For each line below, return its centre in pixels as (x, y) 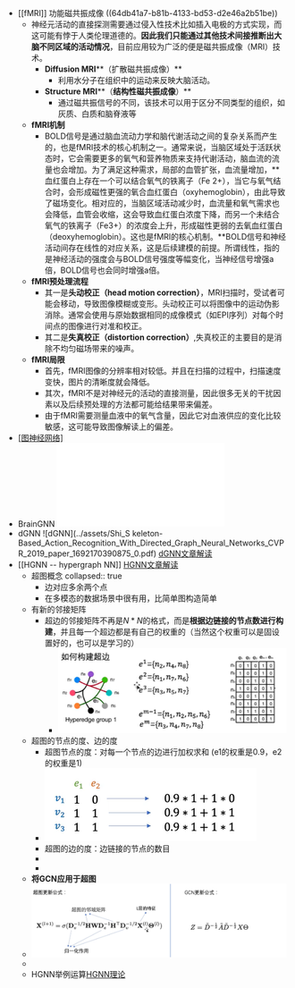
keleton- (147, 533)
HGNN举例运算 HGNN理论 (78, 974)
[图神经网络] (41, 438)
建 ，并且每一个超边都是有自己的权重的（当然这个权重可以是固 (158, 632)
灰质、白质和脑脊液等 (97, 114)
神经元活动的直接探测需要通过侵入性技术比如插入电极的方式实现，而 (156, 24)
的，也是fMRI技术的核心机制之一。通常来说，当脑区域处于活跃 (159, 147)
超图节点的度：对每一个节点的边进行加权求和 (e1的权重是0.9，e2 (163, 752)
